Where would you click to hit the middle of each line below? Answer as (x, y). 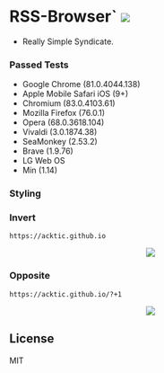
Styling (26, 193)
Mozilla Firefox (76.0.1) (64, 113)
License (32, 339)
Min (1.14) (40, 170)
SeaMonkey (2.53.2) (60, 142)
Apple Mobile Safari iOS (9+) (75, 94)
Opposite (30, 276)
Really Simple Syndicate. (68, 41)
